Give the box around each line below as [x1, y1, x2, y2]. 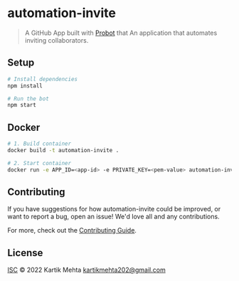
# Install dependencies [7, 75, 78, 83]
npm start [7, 102, 37, 109]
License [7, 247, 43, 259]
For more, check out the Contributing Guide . [7, 226, 137, 235]
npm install [7, 82, 43, 90]
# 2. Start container [7, 159, 72, 166]
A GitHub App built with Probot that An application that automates [24, 28, 218, 37]
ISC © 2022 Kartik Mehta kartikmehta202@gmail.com [7, 265, 166, 275]
